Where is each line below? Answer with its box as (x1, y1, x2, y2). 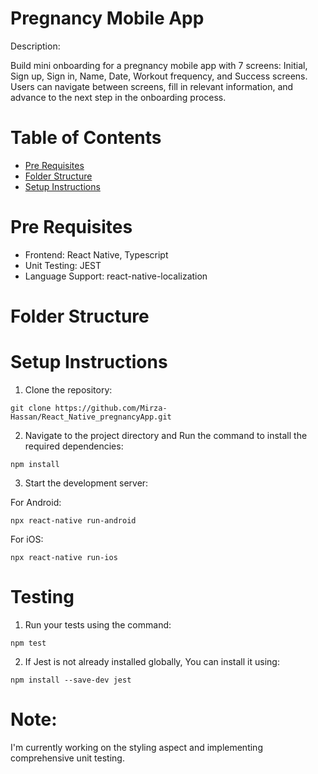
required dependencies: (24, 440, 124, 452)
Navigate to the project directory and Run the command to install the (24, 429, 308, 441)
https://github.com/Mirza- (54, 403, 168, 413)
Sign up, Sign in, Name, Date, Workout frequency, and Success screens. (10, 70, 308, 82)
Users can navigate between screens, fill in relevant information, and (10, 80, 294, 92)
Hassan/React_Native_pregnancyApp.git (10, 412, 172, 422)
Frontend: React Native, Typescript (24, 248, 169, 261)
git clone (10, 403, 52, 413)
